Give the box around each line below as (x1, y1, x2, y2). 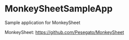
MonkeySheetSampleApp (4, 3, 113, 14)
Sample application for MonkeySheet (4, 19, 81, 25)
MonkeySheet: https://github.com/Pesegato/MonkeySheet (4, 29, 125, 35)
